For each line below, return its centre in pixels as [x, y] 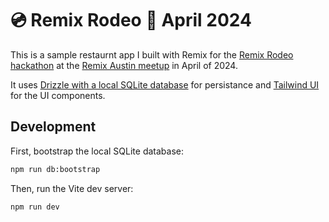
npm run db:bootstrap [55, 169]
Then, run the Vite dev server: [72, 188]
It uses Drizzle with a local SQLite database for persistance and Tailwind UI [165, 84]
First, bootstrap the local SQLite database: [97, 151]
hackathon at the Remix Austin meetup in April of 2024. [124, 65]
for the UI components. [58, 95]
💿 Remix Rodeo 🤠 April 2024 [131, 20]
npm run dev [35, 207]
